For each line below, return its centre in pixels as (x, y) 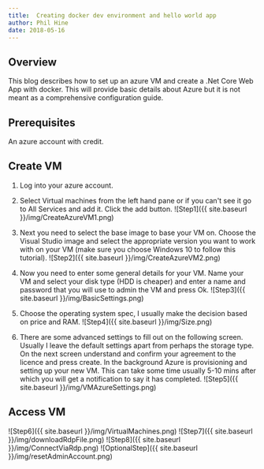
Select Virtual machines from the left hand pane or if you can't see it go (136, 200)
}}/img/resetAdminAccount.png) (60, 456)
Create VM (35, 166)
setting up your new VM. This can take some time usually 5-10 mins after (138, 370)
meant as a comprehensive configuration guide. (86, 98)
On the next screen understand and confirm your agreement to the (128, 354)
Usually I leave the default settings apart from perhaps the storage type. (137, 345)
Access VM (37, 412)
